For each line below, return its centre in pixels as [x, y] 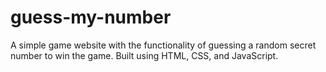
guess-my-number [91, 17]
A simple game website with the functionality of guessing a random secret [163, 45]
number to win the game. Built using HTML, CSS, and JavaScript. [144, 55]
